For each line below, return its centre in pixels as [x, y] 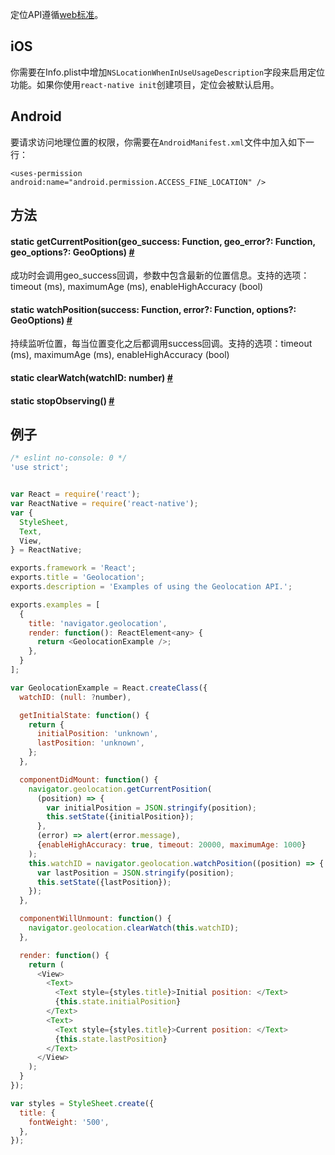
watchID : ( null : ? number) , [75, 697]
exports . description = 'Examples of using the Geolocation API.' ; [151, 587]
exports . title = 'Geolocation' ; [77, 578]
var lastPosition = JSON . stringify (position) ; [135, 873]
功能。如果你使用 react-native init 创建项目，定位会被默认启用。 [145, 84]
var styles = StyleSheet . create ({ [82, 1103]
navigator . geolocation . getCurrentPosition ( [120, 789]
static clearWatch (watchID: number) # [91, 378]
